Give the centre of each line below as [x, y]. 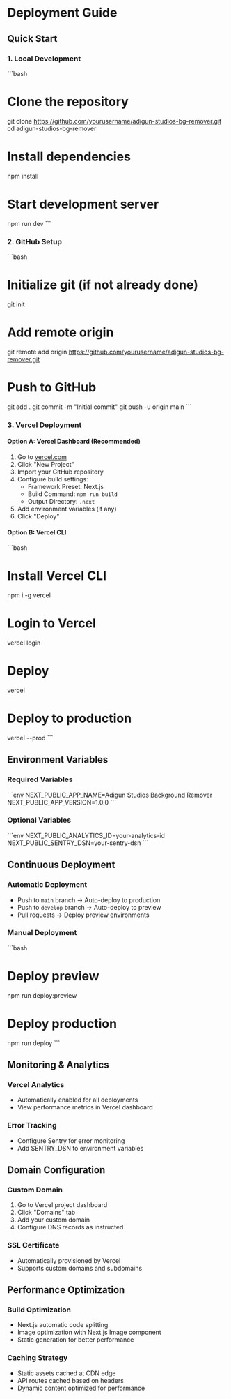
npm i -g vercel [29, 595]
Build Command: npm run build [73, 494]
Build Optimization [39, 1310]
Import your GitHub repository [61, 472]
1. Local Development [44, 59]
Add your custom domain [54, 1220]
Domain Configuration [56, 1170]
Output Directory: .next [61, 501]
